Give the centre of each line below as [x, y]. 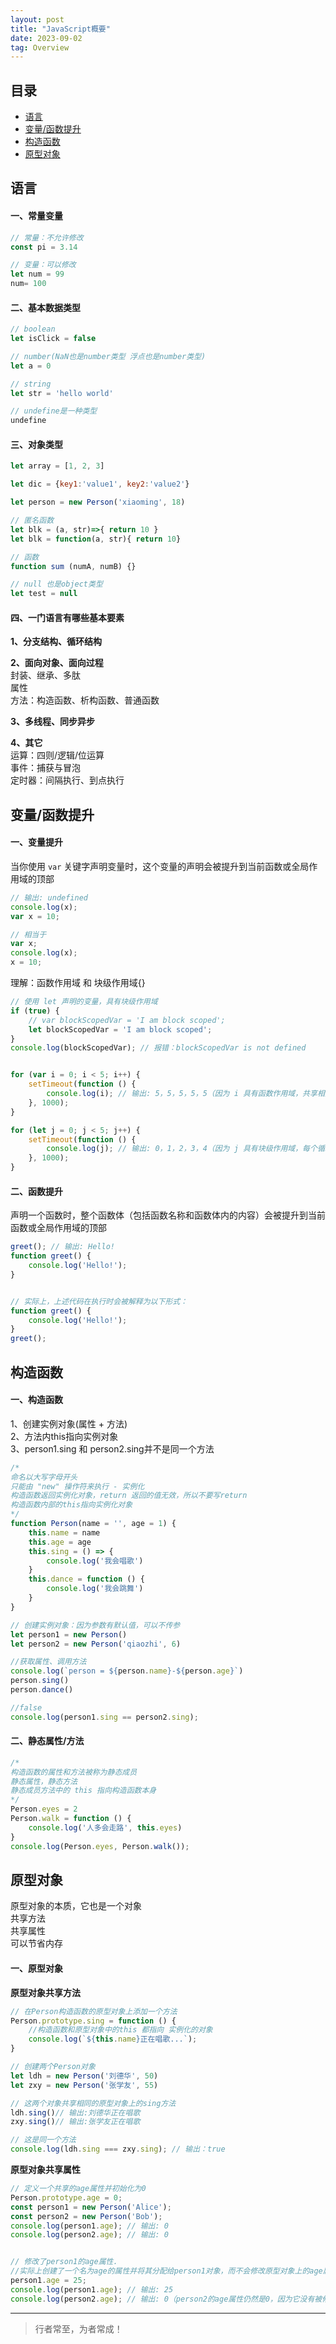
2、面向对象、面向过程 [57, 663]
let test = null [44, 594]
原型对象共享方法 [45, 1992]
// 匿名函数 [32, 521]
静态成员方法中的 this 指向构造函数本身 [83, 1791]
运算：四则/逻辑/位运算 [57, 755]
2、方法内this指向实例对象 [64, 1436]
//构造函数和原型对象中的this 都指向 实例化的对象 [120, 2030]
